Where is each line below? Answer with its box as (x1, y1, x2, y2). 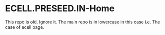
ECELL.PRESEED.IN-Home (5, 3, 115, 14)
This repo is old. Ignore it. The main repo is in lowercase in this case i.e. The (5, 19, 160, 25)
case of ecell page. (5, 24, 45, 30)
